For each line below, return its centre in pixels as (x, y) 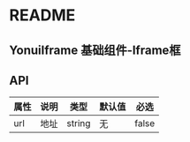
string (79, 123)
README (42, 15)
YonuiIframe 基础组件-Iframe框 (95, 50)
